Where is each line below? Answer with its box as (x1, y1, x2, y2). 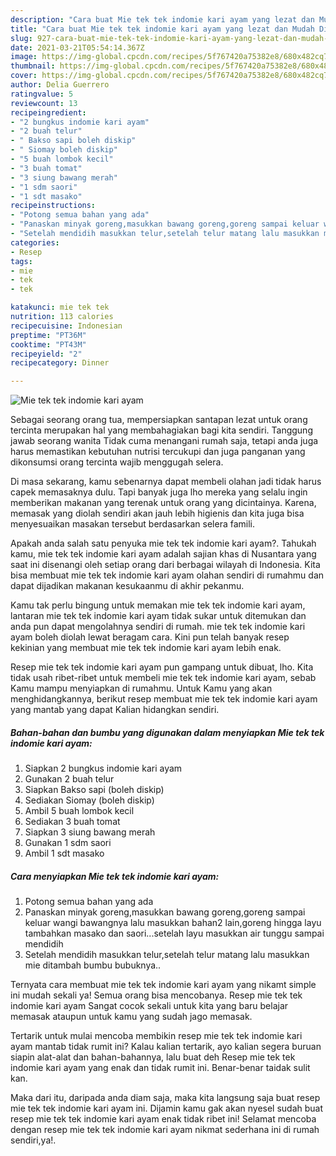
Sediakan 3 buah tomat (24, 816, 121, 828)
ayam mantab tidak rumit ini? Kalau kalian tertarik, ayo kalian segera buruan (10, 1041, 322, 1053)
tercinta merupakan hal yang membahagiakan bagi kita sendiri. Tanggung (10, 424, 313, 436)
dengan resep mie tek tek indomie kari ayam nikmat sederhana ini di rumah (10, 1124, 320, 1136)
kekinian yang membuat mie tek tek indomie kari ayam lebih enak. (10, 642, 282, 654)
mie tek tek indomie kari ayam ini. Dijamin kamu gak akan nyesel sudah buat (10, 1102, 324, 1115)
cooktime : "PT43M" (10, 339, 87, 350)
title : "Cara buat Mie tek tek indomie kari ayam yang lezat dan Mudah (10, 24, 315, 34)
